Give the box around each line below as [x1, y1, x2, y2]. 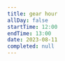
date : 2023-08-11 [7, 36, 58, 43]
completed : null [7, 43, 55, 50]
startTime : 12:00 [7, 23, 58, 30]
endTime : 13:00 [7, 29, 52, 37]
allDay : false [7, 17, 49, 24]
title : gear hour [7, 10, 58, 18]
